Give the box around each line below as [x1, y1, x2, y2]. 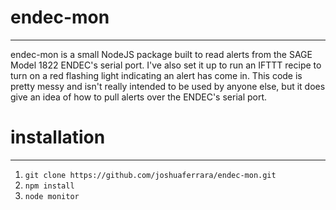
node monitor [24, 191, 80, 201]
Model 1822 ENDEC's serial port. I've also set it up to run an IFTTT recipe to [10, 59, 322, 71]
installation [10, 126, 106, 149]
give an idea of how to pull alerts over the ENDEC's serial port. [10, 91, 268, 103]
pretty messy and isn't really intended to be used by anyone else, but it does [10, 80, 326, 92]
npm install [24, 181, 75, 191]
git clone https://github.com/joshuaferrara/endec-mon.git [24, 170, 277, 180]
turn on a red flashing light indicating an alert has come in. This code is [10, 69, 303, 81]
